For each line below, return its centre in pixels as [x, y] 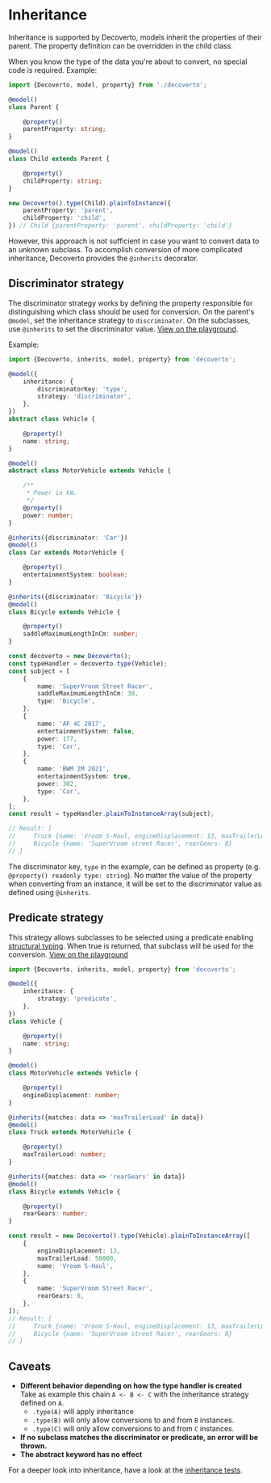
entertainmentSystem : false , [86, 731]
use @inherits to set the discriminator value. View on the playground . [123, 328]
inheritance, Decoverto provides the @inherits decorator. [104, 258]
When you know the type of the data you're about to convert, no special [128, 61]
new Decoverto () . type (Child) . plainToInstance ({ [90, 203]
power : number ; [48, 515]
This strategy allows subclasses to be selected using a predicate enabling [131, 937]
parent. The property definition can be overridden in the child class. [121, 45]
